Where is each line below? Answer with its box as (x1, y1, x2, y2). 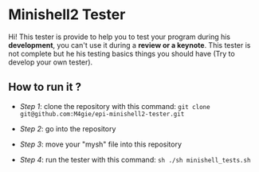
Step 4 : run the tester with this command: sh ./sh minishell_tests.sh (19, 154, 251, 164)
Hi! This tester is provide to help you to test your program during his (8, 32, 231, 41)
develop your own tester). (8, 57, 93, 67)
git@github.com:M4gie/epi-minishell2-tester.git (19, 110, 185, 118)
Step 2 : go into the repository (19, 123, 116, 133)
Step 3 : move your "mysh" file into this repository (19, 139, 182, 149)
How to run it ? (8, 80, 82, 94)
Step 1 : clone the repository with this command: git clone (19, 101, 210, 111)
